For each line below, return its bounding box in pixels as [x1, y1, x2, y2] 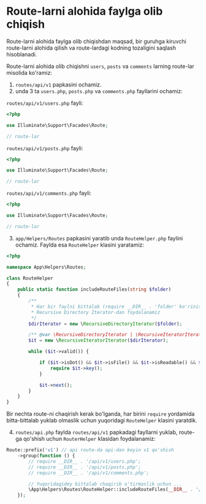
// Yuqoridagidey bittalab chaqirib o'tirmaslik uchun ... [28, 481, 183, 487]
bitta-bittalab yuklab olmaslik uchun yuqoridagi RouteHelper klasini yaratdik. [6, 417, 197, 424]
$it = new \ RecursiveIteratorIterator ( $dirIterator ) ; [28, 337, 169, 344]
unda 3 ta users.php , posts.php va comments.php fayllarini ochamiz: [15, 87, 183, 94]
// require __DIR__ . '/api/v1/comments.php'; [28, 470, 150, 476]
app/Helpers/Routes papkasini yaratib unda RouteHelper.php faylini [15, 234, 183, 242]
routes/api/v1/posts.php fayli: [6, 144, 83, 151]
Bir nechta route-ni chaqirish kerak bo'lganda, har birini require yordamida [6, 410, 195, 418]
